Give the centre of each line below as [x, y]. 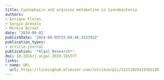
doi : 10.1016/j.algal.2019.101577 [41, 56]
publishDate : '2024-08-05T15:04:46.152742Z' [52, 38]
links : [12, 61]
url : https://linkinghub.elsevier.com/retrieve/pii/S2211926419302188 [84, 70]
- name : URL [17, 65]
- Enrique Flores [23, 19]
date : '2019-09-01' [25, 33]
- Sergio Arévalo [23, 24]
